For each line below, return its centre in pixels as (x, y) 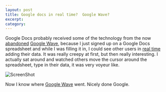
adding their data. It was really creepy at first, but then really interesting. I (82, 54)
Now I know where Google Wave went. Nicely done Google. (68, 84)
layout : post (19, 10)
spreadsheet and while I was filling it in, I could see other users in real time (83, 49)
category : (16, 24)
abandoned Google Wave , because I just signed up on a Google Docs (78, 44)
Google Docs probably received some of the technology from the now (78, 38)
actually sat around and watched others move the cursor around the (76, 60)
